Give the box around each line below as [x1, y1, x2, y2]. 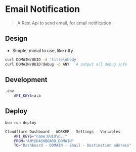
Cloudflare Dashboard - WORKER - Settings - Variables [5, 129, 121, 134]
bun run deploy [5, 120, 37, 125]
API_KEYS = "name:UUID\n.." [14, 134, 68, 139]
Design [5, 34, 28, 43]
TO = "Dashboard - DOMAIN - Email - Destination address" [14, 143, 132, 148]
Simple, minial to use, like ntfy [12, 47, 73, 53]
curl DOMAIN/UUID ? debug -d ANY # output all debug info [5, 62, 127, 67]
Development [5, 76, 48, 84]
